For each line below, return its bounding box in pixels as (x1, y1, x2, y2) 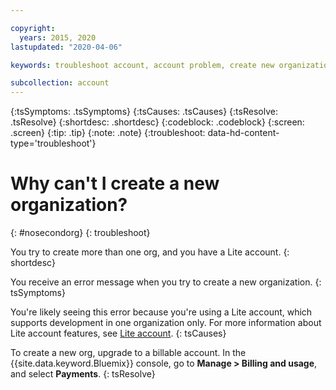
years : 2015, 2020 (19, 32, 97, 43)
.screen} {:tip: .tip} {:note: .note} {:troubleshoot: (10, 127, 206, 139)
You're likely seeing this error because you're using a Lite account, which (10, 306, 313, 318)
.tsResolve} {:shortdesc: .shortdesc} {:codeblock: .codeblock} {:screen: (10, 116, 305, 128)
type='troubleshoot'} (10, 137, 97, 150)
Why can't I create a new (10, 172, 220, 195)
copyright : (10, 23, 56, 33)
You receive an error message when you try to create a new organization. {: (10, 276, 322, 288)
